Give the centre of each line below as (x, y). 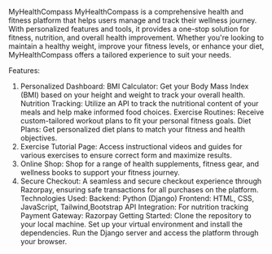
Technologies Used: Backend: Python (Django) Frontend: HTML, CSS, (137, 198)
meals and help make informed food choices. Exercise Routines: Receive (142, 112)
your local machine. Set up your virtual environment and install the (131, 224)
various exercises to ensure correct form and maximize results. (126, 155)
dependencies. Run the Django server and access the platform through (139, 233)
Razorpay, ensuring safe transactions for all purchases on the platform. (139, 189)
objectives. (39, 138)
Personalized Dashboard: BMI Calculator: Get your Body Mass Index (134, 86)
